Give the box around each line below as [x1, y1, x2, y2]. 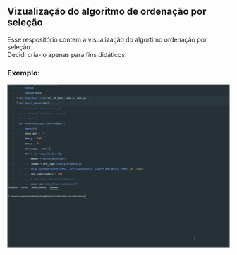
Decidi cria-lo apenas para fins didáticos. [7, 50, 127, 58]
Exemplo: [7, 68, 41, 77]
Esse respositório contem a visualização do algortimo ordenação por [7, 35, 207, 44]
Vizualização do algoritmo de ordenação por [7, 6, 207, 18]
